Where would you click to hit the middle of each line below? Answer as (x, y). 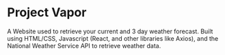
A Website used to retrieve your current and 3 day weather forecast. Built (110, 31)
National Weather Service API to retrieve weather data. (84, 45)
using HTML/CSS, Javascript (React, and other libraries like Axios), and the (113, 38)
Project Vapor (47, 13)
